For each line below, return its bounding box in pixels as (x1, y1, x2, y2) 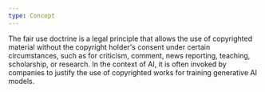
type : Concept (8, 11, 56, 20)
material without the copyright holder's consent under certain (8, 42, 211, 52)
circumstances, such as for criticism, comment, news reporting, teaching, (8, 50, 251, 60)
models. (8, 76, 35, 86)
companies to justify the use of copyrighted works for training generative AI (8, 67, 258, 77)
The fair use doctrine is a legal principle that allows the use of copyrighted (8, 34, 253, 43)
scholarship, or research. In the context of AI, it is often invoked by (8, 59, 227, 69)
